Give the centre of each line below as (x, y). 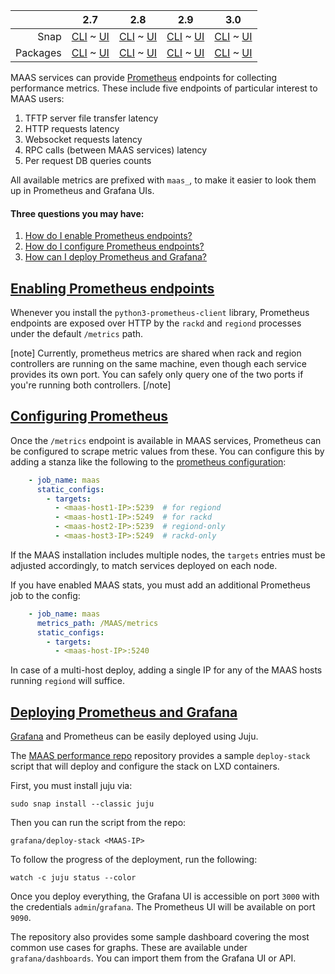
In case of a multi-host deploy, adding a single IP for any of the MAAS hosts (166, 670)
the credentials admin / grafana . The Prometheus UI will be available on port (163, 907)
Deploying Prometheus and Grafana (124, 712)
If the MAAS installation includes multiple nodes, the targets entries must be (168, 555)
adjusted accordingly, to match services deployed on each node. (144, 565)
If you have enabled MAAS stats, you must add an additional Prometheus (160, 585)
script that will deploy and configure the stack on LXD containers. (145, 766)
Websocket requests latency (83, 139)
